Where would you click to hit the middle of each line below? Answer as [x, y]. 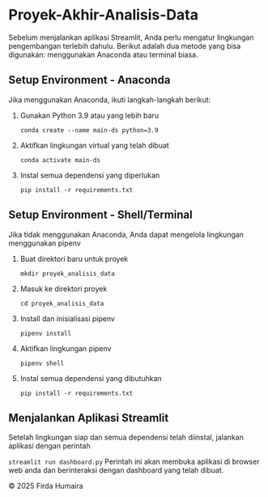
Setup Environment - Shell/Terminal [100, 215]
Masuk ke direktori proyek [64, 289]
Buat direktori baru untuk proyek [74, 259]
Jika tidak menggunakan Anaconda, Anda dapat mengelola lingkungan [126, 234]
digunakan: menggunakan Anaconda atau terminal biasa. [103, 54]
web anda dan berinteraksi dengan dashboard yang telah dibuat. [116, 470]
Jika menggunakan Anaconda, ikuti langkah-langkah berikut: [110, 100]
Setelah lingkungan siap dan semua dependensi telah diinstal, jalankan [126, 437]
